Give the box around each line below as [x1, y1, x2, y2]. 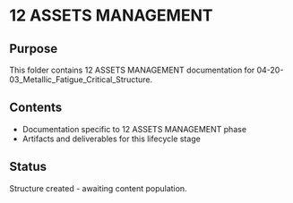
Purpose [9, 41, 58, 56]
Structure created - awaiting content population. [9, 182, 187, 193]
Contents [9, 100, 63, 115]
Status [9, 159, 47, 174]
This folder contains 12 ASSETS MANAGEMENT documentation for [9, 64, 255, 75]
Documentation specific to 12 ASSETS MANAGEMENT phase [22, 123, 247, 134]
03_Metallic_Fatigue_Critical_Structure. [9, 74, 153, 85]
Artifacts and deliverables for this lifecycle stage [22, 133, 202, 144]
